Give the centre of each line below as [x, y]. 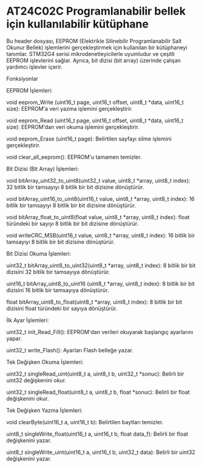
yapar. [14, 338]
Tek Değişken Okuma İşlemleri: [45, 362]
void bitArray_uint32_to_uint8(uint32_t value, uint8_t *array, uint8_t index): [98, 180]
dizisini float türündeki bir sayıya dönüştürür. [62, 308]
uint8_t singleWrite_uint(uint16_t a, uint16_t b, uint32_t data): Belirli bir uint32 [101, 452]
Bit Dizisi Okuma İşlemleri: [39, 253]
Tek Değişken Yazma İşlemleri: [45, 410]
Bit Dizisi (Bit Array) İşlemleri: [42, 169]
